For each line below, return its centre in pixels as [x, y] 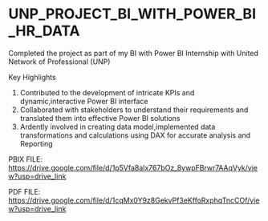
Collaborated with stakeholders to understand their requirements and [134, 110]
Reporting [37, 143]
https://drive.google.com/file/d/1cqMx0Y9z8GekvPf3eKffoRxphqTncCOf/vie [134, 200]
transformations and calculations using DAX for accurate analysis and [135, 135]
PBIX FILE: [25, 159]
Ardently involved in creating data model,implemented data [118, 127]
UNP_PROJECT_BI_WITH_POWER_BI [132, 14]
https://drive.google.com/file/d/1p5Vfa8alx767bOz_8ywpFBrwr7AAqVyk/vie [133, 167]
